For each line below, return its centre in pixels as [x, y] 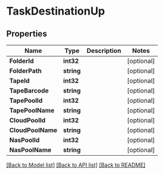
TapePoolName [32, 110]
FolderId [22, 61]
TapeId [19, 81]
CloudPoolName [33, 130]
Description [104, 51]
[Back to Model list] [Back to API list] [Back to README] [76, 165]
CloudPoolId [27, 120]
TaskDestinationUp [56, 11]
